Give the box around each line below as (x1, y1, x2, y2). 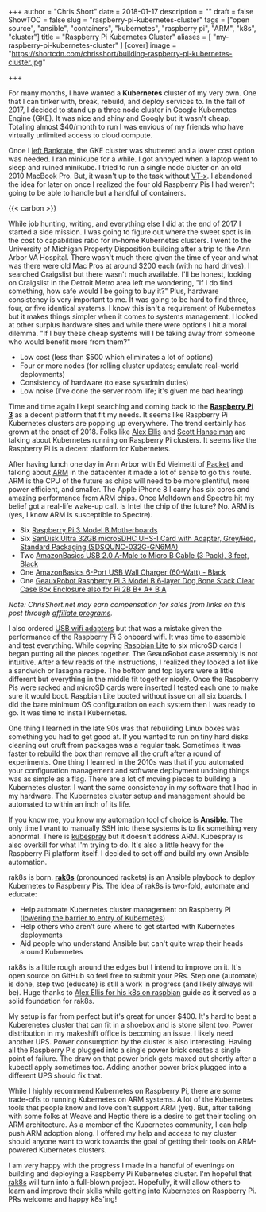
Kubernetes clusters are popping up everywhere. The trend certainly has (8, 419, 246, 428)
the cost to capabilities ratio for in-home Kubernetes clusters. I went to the (8, 236, 252, 245)
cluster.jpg (8, 57, 43, 67)
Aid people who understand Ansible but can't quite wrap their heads (19, 939, 244, 948)
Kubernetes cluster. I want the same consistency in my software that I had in (8, 783, 258, 792)
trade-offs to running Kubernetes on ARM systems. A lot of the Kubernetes (8, 1094, 253, 1104)
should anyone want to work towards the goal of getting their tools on (8, 1136, 237, 1146)
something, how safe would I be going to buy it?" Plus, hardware (8, 286, 219, 296)
